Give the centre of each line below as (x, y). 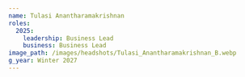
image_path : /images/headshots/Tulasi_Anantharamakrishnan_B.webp (122, 53)
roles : (19, 23)
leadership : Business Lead (68, 38)
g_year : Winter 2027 (43, 61)
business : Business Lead (65, 46)
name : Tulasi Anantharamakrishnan (67, 16)
